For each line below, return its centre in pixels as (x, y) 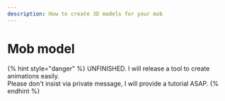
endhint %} (24, 91)
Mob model (41, 48)
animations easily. (34, 76)
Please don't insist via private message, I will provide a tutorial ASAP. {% (113, 83)
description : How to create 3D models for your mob (85, 14)
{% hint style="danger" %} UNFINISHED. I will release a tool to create (109, 69)
